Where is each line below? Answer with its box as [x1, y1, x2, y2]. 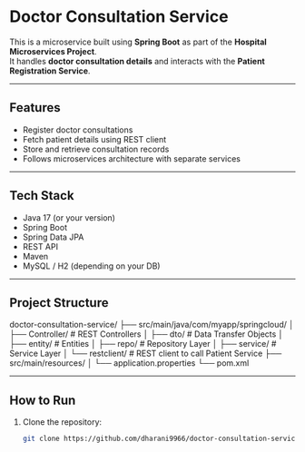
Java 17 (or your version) [22, 211, 116, 223]
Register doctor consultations [22, 124, 133, 135]
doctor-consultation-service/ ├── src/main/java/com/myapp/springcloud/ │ [9, 319, 295, 330]
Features [9, 100, 61, 115]
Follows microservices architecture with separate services [22, 152, 241, 164]
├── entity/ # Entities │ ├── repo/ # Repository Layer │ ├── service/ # [9, 339, 277, 349]
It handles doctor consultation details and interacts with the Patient [9, 55, 265, 66]
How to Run [9, 392, 76, 408]
